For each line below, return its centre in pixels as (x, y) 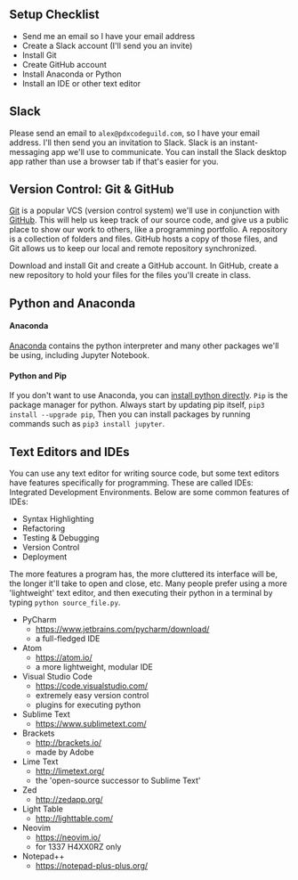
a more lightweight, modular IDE (94, 667)
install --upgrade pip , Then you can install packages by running (130, 414)
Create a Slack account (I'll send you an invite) (107, 45)
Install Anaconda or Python (72, 74)
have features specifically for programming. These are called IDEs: (131, 483)
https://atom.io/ (64, 657)
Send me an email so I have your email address (109, 36)
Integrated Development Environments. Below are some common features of (149, 493)
